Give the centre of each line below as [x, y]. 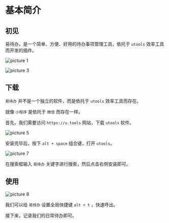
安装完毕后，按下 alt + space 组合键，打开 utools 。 [60, 143]
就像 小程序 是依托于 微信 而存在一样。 [44, 111]
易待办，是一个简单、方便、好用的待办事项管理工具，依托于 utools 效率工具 [85, 44]
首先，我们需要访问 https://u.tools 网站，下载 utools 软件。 [70, 122]
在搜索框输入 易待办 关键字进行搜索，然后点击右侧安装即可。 [68, 164]
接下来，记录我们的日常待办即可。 [41, 215]
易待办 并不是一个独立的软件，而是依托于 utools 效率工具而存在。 [73, 101]
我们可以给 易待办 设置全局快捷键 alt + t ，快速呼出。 [62, 205]
